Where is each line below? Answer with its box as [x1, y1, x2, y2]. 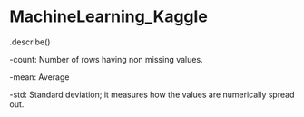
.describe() [9, 36, 51, 47]
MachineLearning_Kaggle [9, 6, 209, 27]
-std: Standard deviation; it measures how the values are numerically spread [9, 89, 295, 100]
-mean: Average [9, 71, 70, 83]
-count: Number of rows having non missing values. [9, 54, 203, 64]
